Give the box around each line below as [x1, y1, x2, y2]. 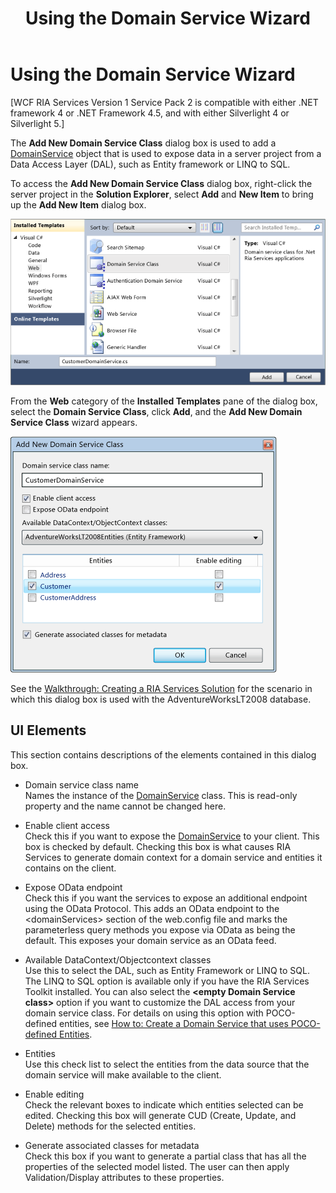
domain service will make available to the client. [24, 1068, 222, 1081]
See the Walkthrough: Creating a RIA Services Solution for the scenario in [10, 683, 313, 694]
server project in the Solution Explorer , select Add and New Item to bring [10, 188, 314, 200]
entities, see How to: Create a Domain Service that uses [59, 1017, 289, 1029]
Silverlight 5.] [10, 117, 65, 129]
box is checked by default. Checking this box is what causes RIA [24, 840, 292, 852]
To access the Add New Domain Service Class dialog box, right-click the [10, 177, 313, 189]
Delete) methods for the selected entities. [24, 1120, 197, 1132]
